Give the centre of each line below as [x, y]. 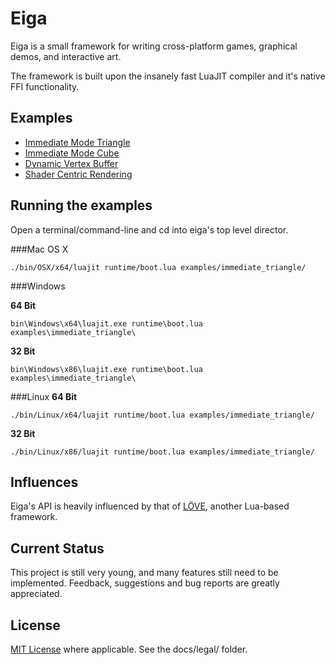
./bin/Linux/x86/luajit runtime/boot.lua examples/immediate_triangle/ [162, 452]
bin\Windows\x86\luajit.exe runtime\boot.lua [106, 369]
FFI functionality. [45, 86]
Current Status [57, 548]
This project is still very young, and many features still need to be [144, 573]
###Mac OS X [39, 249]
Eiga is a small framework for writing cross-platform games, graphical [154, 46]
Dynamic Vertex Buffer [71, 163]
